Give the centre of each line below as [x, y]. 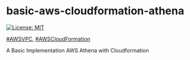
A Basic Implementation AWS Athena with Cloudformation [78, 50]
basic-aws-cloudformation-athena [95, 11]
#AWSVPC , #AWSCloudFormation [48, 39]
